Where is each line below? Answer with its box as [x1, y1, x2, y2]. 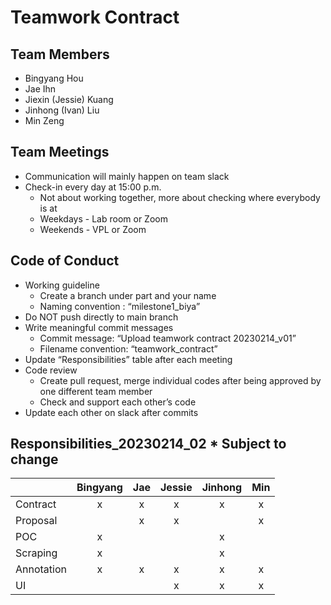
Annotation [15, 562, 67, 576]
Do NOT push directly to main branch [24, 311, 179, 323]
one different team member [39, 385, 153, 397]
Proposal [15, 514, 58, 528]
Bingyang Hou [24, 72, 84, 84]
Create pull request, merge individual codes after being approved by [39, 374, 322, 386]
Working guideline [24, 279, 100, 291]
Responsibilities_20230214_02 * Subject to [10, 436, 287, 453]
